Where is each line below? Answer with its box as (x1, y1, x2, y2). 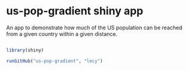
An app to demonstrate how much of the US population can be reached (6, 24, 183, 31)
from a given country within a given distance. (6, 30, 118, 37)
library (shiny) (6, 47, 44, 53)
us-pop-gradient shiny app (6, 4, 144, 18)
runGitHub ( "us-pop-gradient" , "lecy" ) (6, 58, 103, 64)
